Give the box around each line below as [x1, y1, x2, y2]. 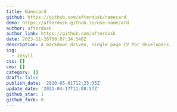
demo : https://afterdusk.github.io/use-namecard [6, 20, 129, 25]
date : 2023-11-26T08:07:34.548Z [6, 36, 86, 42]
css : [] [6, 58, 26, 64]
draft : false [6, 75, 39, 81]
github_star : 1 [6, 91, 44, 97]
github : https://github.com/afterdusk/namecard [6, 14, 127, 20]
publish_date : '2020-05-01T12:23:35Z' [6, 81, 103, 87]
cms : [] [6, 63, 26, 70]
